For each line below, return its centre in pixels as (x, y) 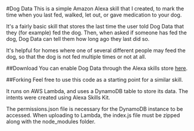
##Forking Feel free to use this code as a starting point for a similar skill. (95, 80)
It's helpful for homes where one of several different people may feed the (96, 50)
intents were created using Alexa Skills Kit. (58, 98)
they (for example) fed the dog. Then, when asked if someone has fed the (97, 33)
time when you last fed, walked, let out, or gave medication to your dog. (94, 15)
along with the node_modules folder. (51, 122)
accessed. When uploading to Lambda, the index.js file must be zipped (93, 115)
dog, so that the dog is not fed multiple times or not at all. (76, 57)
